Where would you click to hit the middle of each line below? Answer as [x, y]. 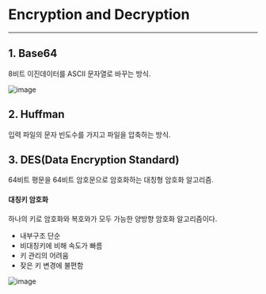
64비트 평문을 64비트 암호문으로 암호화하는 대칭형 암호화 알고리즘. [111, 180]
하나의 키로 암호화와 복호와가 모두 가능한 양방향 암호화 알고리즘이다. [113, 219]
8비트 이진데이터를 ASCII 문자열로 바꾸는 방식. [80, 74]
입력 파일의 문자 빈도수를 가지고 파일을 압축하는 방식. [89, 134]
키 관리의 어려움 [44, 255]
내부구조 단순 [40, 235]
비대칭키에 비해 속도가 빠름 [61, 245]
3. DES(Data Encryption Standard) [94, 160]
